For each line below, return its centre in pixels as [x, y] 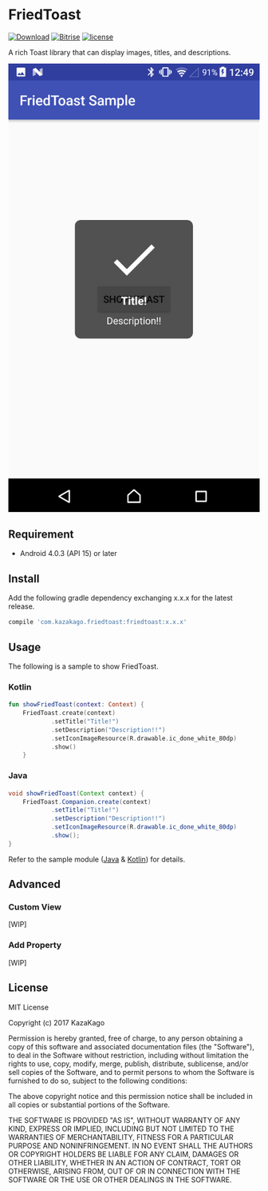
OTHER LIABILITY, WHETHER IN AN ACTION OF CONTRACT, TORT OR [124, 1162]
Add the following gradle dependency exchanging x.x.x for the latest [120, 598]
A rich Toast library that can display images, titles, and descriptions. [120, 52]
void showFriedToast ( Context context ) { [77, 793]
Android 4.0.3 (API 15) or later [68, 554]
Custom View [35, 907]
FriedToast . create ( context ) [69, 713]
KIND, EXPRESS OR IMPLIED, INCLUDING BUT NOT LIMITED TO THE [121, 1129]
